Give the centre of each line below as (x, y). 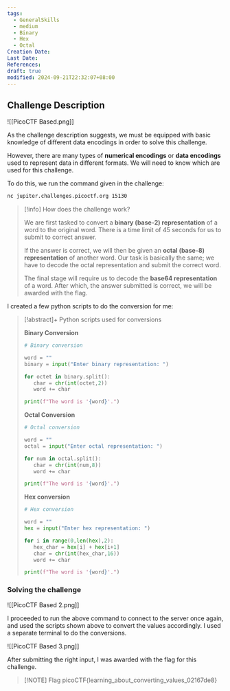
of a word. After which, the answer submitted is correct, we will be (118, 286)
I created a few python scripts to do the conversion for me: (90, 306)
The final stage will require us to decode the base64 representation (120, 278)
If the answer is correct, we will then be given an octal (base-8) (114, 251)
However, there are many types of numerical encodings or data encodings (114, 156)
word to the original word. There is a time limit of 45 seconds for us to (123, 230)
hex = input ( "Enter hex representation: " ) (87, 529)
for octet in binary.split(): (67, 376)
